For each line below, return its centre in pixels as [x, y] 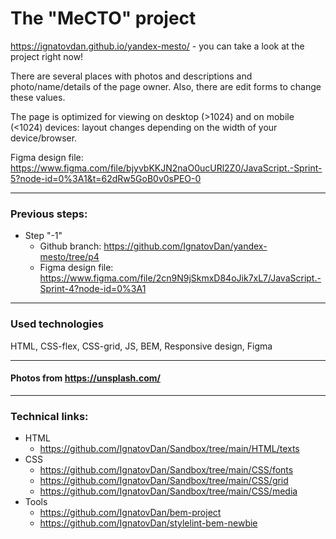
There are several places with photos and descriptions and [131, 76]
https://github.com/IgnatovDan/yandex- [185, 246]
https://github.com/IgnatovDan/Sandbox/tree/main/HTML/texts [169, 449]
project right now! [47, 56]
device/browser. [44, 138]
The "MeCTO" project [103, 18]
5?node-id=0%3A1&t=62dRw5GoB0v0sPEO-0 [106, 178]
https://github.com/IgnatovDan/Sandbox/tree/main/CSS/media [168, 491]
